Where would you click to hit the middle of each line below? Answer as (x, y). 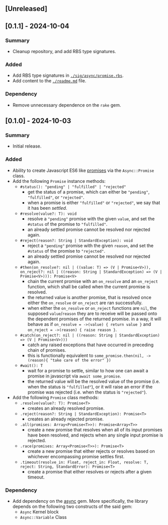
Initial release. (27, 146)
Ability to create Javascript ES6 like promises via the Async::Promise (83, 170)
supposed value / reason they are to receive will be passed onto (92, 313)
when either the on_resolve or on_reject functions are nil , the (92, 308)
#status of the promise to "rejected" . (66, 251)
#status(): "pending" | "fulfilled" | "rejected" (73, 187)
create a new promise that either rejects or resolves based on (91, 451)
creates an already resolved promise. (66, 408)
